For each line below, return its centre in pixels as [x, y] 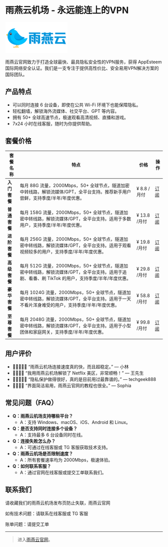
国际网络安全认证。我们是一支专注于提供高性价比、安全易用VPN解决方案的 [82, 68]
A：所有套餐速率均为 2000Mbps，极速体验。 [66, 460]
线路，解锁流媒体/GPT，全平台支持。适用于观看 [82, 245]
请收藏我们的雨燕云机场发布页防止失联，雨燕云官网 [58, 503]
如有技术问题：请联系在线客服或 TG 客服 [47, 513]
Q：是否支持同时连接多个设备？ [45, 428]
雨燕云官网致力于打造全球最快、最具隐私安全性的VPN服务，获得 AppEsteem [83, 62]
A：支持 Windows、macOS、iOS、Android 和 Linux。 [75, 422]
